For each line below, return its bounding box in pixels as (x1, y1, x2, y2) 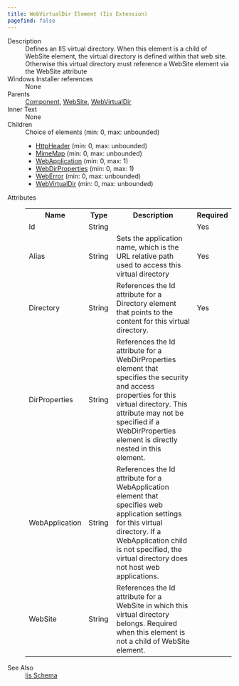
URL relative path (116, 251, 174, 261)
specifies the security (116, 372, 188, 382)
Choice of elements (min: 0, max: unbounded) (25, 128, 160, 136)
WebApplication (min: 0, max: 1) (35, 156, 129, 165)
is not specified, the (116, 544, 183, 554)
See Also (7, 663, 34, 672)
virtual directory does (116, 553, 188, 563)
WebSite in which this (116, 600, 188, 610)
